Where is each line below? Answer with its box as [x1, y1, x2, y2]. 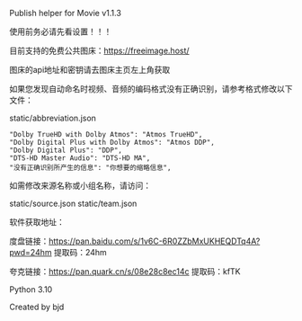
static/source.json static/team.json [9, 198, 138, 209]
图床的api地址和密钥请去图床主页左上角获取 [9, 65, 171, 75]
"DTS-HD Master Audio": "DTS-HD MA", [9, 154, 151, 163]
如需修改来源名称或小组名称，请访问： [9, 180, 151, 191]
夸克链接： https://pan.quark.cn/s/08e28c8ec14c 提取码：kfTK [9, 266, 241, 277]
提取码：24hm [53, 247, 108, 257]
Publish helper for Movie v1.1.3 [9, 8, 121, 18]
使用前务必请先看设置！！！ [9, 26, 112, 37]
